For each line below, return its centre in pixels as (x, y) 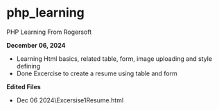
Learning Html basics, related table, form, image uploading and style (114, 58)
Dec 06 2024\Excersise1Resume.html (70, 100)
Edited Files (24, 86)
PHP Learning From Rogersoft (49, 32)
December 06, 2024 (36, 45)
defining (28, 66)
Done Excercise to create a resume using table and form (97, 73)
